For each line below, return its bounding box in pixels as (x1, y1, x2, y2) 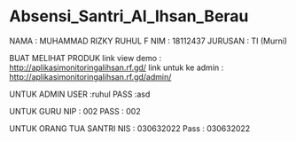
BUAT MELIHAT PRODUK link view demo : (9, 52, 162, 63)
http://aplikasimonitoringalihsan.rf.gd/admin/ (9, 71, 172, 82)
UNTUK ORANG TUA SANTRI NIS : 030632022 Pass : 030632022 (9, 122, 251, 134)
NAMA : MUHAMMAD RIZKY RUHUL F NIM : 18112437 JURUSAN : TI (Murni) (9, 35, 288, 46)
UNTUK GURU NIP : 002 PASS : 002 (9, 106, 141, 116)
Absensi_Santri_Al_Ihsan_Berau (9, 6, 249, 27)
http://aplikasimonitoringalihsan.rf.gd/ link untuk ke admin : (9, 62, 224, 73)
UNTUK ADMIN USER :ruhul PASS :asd (9, 89, 151, 99)
